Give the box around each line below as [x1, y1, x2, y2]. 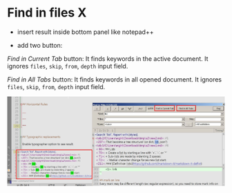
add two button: [17, 41, 63, 49]
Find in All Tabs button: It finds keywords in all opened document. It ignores [7, 75, 222, 84]
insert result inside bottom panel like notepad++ [17, 28, 154, 36]
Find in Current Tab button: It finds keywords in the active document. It [7, 54, 209, 63]
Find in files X [7, 5, 87, 21]
